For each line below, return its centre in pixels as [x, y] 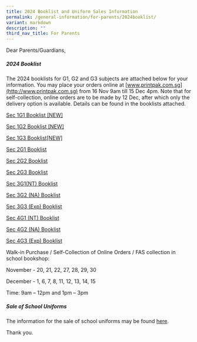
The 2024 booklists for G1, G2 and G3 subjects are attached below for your [97, 79]
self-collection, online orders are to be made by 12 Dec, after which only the [98, 97]
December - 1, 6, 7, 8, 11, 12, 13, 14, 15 [51, 281]
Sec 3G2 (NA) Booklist [33, 195]
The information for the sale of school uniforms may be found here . [88, 321]
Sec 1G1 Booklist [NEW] [35, 115]
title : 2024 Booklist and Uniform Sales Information [72, 11]
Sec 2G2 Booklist [27, 161]
